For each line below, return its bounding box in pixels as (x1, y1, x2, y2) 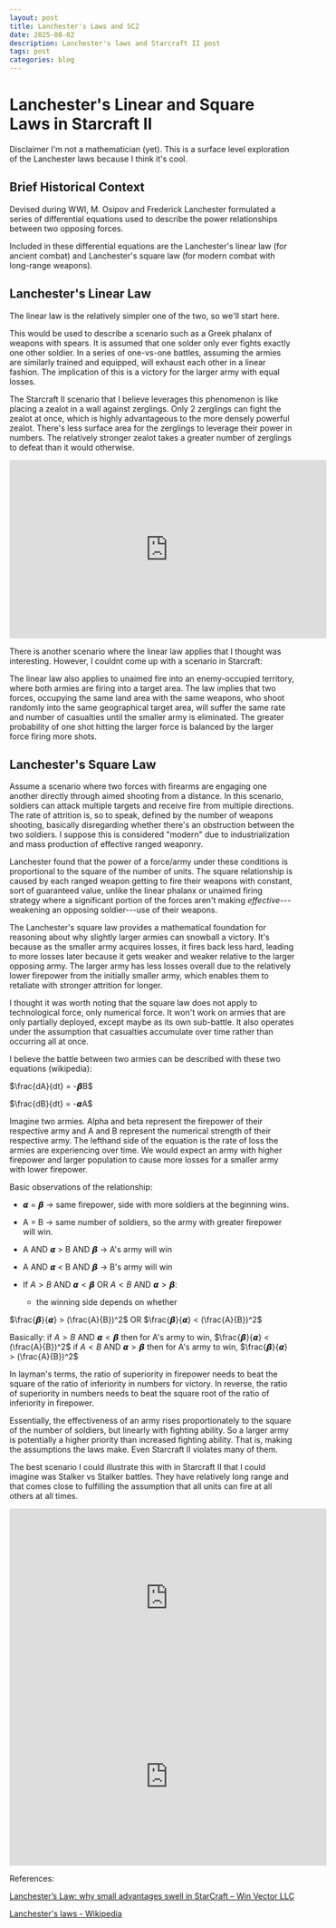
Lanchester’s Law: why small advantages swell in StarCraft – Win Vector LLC (9, 1891, 295, 1902)
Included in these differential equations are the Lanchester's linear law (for (9, 240, 287, 251)
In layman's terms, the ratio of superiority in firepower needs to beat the (9, 1368, 278, 1379)
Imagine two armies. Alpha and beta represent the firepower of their (9, 1116, 264, 1127)
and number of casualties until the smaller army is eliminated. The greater (9, 711, 284, 722)
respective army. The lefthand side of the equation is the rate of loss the (9, 1135, 279, 1146)
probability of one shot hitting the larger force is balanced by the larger (9, 721, 274, 732)
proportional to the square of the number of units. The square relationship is (9, 866, 293, 877)
